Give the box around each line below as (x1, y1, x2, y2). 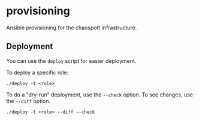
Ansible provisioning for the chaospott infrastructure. (6, 24, 137, 31)
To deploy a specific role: (6, 69, 69, 76)
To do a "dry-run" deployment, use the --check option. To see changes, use (6, 91, 193, 98)
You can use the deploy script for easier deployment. (6, 57, 137, 64)
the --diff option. (6, 97, 51, 104)
